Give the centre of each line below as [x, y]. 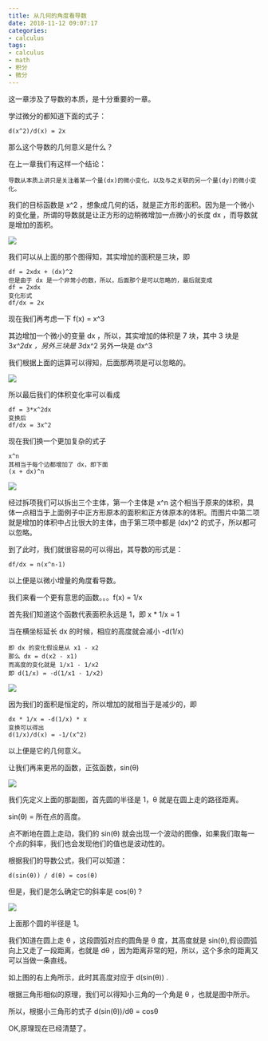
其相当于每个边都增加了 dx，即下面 [58, 464]
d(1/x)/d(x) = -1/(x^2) [48, 735]
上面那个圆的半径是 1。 [46, 923]
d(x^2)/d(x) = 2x [37, 131]
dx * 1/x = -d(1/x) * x [48, 719]
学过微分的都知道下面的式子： [57, 116]
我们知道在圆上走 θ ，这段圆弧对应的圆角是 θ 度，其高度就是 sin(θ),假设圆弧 [133, 940]
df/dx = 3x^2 [30, 425]
